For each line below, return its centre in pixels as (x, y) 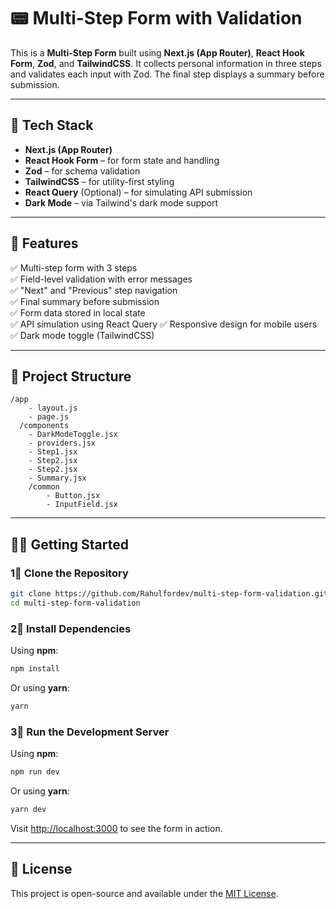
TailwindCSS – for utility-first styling (99, 181)
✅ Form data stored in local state (78, 312)
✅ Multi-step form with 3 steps (74, 267)
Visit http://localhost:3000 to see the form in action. (116, 828)
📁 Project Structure (71, 376)
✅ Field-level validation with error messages (101, 279)
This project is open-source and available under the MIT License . (144, 893)
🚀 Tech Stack (52, 125)
